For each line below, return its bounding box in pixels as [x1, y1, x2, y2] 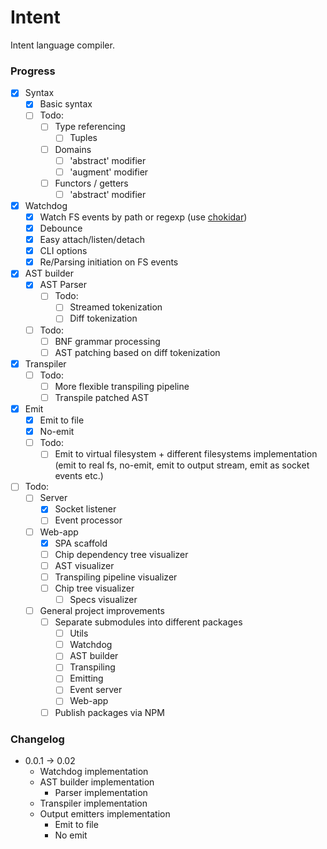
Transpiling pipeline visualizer [54, 571, 178, 583]
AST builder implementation [39, 776, 155, 788]
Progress [10, 64, 56, 78]
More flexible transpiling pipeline [54, 380, 190, 392]
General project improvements [39, 604, 165, 616]
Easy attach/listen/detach [39, 234, 145, 246]
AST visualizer [54, 559, 115, 571]
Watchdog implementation [39, 765, 149, 777]
